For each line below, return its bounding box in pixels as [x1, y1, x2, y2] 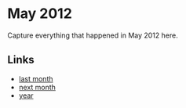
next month [18, 82, 57, 92]
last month [18, 74, 53, 83]
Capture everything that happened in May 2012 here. [7, 31, 178, 40]
